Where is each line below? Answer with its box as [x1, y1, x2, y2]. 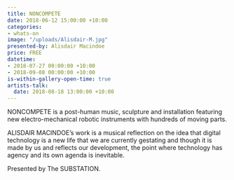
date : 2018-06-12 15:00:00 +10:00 [7, 17, 109, 24]
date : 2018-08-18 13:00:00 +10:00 [13, 88, 114, 95]
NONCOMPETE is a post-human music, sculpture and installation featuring [7, 108, 223, 116]
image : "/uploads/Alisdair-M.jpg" [7, 36, 109, 43]
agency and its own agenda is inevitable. [7, 151, 125, 160]
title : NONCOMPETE [7, 10, 61, 18]
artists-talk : [7, 82, 49, 89]
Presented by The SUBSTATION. [7, 165, 101, 173]
